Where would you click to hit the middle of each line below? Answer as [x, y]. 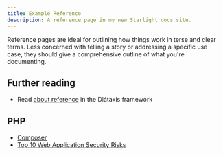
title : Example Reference [44, 13]
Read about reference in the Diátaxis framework [85, 100]
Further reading [41, 83]
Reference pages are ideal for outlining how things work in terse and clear [111, 39]
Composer [32, 137]
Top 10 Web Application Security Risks [71, 145]
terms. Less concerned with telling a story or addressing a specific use [107, 47]
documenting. [27, 61]
